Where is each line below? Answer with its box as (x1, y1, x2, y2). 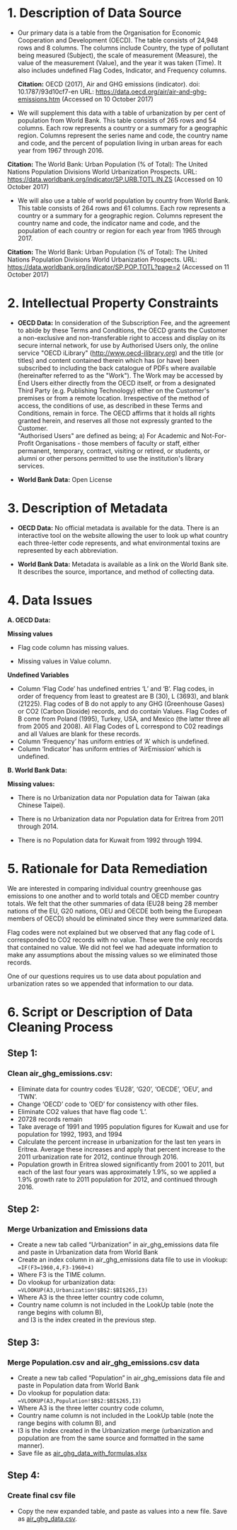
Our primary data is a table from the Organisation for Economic (17, 28, 202, 37)
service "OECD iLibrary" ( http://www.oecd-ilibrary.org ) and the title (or (17, 349, 224, 357)
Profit (17, 439, 34, 447)
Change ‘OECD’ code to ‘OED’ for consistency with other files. (17, 1100, 199, 1108)
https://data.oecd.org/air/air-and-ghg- (95, 87, 207, 96)
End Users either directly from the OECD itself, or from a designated (17, 378, 216, 387)
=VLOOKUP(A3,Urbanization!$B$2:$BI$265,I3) (17, 1287, 149, 1294)
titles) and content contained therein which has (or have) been (17, 356, 200, 364)
